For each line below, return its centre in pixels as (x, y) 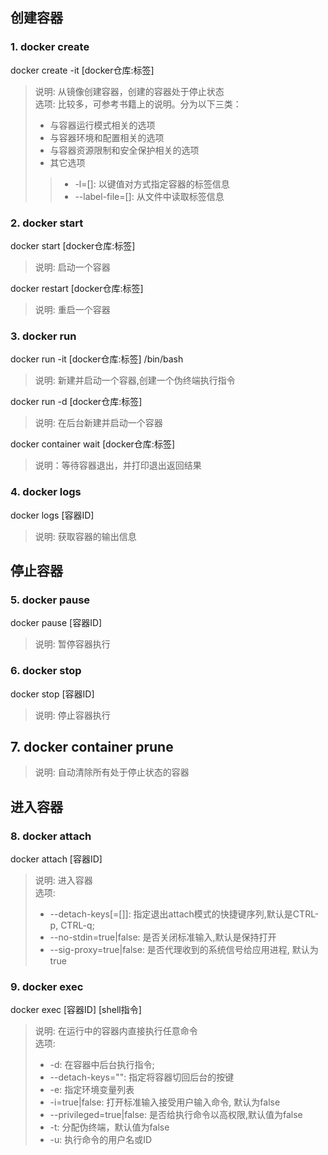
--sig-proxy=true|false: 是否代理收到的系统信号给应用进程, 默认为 (184, 950)
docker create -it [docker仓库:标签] (82, 70)
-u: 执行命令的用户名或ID (101, 1140)
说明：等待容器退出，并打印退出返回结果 (118, 465)
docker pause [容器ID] (56, 623)
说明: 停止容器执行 (72, 715)
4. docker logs (46, 492)
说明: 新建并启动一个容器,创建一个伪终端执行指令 (135, 380)
